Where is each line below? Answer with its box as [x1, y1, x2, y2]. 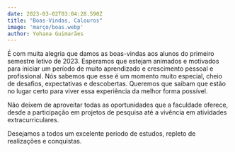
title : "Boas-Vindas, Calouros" [7, 17, 103, 24]
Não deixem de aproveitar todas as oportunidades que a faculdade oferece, [7, 100, 229, 110]
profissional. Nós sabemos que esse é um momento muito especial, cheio [7, 72, 223, 81]
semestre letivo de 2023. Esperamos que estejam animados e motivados [7, 57, 219, 66]
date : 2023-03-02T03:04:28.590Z [7, 10, 103, 18]
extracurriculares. [7, 116, 59, 124]
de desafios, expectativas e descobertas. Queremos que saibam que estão [7, 79, 227, 88]
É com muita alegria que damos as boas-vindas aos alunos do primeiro [7, 49, 214, 58]
